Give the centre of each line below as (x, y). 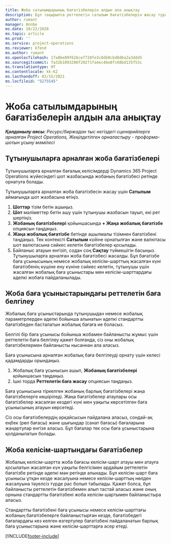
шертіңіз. (22, 218)
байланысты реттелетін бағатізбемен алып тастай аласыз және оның (81, 489)
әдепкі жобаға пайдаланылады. (47, 277)
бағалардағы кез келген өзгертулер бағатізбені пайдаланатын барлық (82, 521)
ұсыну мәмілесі (38, 142)
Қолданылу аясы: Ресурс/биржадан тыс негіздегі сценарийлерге (78, 131)
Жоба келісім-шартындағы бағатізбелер (74, 450)
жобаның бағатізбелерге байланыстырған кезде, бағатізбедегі (74, 515)
